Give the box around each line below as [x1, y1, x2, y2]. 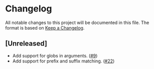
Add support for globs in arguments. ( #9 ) [12, 52, 98, 58]
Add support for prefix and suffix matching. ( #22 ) [12, 58, 115, 64]
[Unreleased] [5, 39, 48, 48]
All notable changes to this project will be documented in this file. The [5, 19, 149, 25]
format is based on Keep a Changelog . [5, 24, 85, 30]
